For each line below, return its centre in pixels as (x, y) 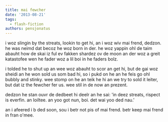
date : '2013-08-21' (26, 15)
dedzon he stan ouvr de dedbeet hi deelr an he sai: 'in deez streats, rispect (83, 95)
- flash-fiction (27, 24)
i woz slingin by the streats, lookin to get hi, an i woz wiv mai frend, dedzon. (83, 43)
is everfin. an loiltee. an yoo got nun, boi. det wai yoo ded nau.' (70, 100)
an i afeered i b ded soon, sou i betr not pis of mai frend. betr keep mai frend (84, 110)
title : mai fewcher (26, 10)
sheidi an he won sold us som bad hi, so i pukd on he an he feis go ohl (78, 74)
